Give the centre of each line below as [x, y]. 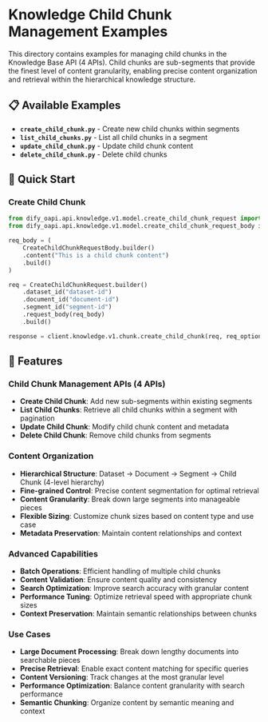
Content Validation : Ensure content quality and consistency [118, 579]
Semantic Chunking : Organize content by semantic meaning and [127, 703]
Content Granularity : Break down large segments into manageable [130, 499]
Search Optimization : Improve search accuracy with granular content [134, 588]
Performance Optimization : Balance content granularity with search [132, 686]
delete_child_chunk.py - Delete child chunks [93, 154]
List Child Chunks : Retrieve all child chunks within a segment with [128, 410]
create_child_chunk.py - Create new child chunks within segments [130, 129]
